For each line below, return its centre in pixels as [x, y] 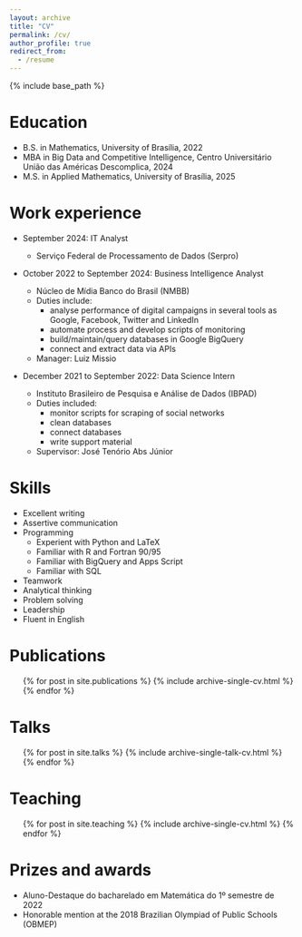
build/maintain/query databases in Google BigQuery [146, 339]
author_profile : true [50, 43]
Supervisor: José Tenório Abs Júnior [105, 451]
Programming [48, 532]
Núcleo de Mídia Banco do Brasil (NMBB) [113, 290]
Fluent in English [54, 619]
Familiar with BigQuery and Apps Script [109, 561]
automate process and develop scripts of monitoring [147, 329]
